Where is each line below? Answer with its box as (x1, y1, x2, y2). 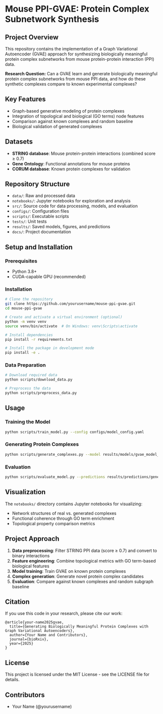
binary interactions (12, 552, 50, 559)
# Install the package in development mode (5, 346, 95, 350)
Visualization (5, 488, 46, 496)
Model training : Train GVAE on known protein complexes (12, 568, 126, 574)
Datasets (5, 137, 33, 146)
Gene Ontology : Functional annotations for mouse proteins (12, 161, 130, 166)
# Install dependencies (5, 332, 53, 337)
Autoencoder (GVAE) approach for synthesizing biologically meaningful (5, 51, 148, 57)
